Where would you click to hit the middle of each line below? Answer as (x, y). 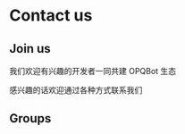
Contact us (51, 16)
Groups (30, 118)
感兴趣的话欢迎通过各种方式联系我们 (76, 90)
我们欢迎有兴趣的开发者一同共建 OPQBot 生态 (93, 71)
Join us (30, 49)
